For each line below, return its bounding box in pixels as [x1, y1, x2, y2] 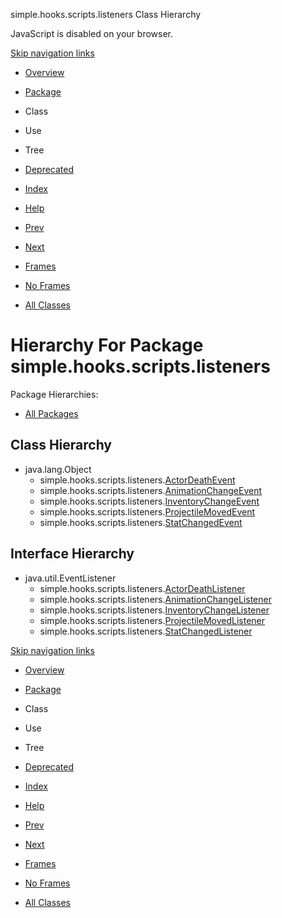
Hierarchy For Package [10, 334, 204, 357]
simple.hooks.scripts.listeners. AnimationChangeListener [39, 593, 272, 605]
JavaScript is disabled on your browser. [10, 28, 174, 39]
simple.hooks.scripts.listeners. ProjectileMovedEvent [39, 505, 256, 518]
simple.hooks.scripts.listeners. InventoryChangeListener [39, 604, 270, 616]
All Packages [24, 407, 79, 419]
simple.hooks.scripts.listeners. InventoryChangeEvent [39, 495, 260, 507]
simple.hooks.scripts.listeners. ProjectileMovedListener [39, 614, 266, 626]
